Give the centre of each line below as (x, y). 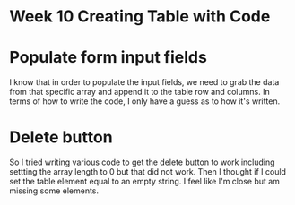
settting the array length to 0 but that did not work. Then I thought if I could (148, 172)
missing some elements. (54, 191)
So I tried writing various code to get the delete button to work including (142, 162)
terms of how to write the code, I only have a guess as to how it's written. (145, 101)
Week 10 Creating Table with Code (140, 17)
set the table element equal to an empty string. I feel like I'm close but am (145, 182)
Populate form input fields (108, 58)
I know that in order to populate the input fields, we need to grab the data (144, 82)
